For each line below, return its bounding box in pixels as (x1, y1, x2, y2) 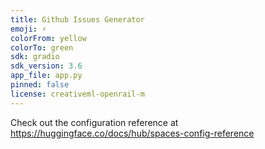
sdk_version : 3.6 (10, 61, 83, 71)
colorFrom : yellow (10, 33, 87, 43)
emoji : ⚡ (10, 24, 47, 34)
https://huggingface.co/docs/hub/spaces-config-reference (10, 127, 255, 139)
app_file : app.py (10, 71, 83, 81)
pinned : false (10, 80, 70, 90)
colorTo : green (10, 42, 74, 53)
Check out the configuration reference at (10, 116, 179, 128)
